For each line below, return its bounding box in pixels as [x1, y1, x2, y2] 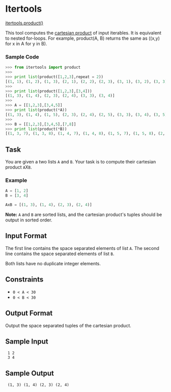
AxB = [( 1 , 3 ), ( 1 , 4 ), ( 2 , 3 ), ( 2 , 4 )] [5, 202, 93, 208]
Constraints [5, 275, 44, 284]
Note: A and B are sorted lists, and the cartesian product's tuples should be [5, 212, 162, 218]
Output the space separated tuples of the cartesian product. [5, 322, 131, 328]
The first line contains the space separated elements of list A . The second [5, 245, 159, 251]
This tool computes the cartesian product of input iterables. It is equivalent [5, 30, 162, 36]
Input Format [5, 232, 47, 240]
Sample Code [5, 53, 39, 60]
